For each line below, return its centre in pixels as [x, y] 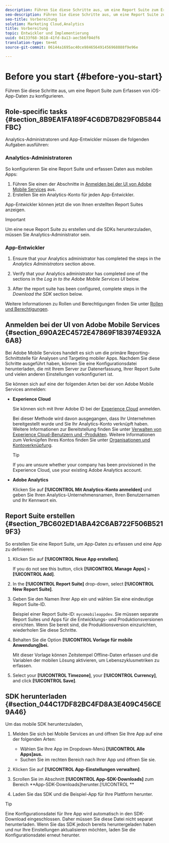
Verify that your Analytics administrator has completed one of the [80, 273]
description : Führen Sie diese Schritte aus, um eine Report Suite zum [82, 10]
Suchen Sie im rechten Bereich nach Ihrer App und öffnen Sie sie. [88, 760]
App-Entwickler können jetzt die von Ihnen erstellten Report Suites [74, 204]
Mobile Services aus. [34, 189]
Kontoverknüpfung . [32, 445]
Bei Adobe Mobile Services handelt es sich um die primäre [66, 353]
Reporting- [139, 353]
